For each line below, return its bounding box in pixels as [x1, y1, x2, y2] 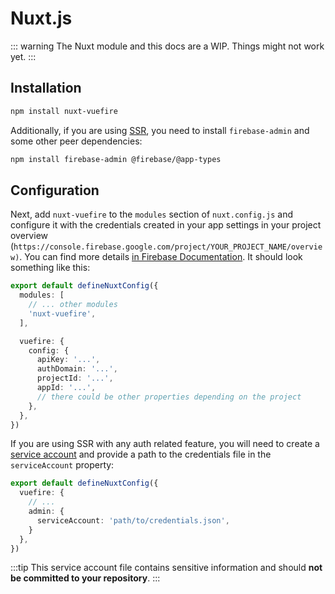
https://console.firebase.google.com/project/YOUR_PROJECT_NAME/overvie [13, 242, 323, 252]
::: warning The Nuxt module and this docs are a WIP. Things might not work [10, 40, 325, 52]
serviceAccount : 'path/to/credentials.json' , [36, 515, 230, 526]
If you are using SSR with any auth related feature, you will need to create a [10, 438, 320, 450]
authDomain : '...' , [36, 364, 118, 374]
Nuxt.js [10, 7, 73, 30]
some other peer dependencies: [10, 135, 143, 147]
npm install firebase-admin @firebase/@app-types [10, 154, 222, 164]
